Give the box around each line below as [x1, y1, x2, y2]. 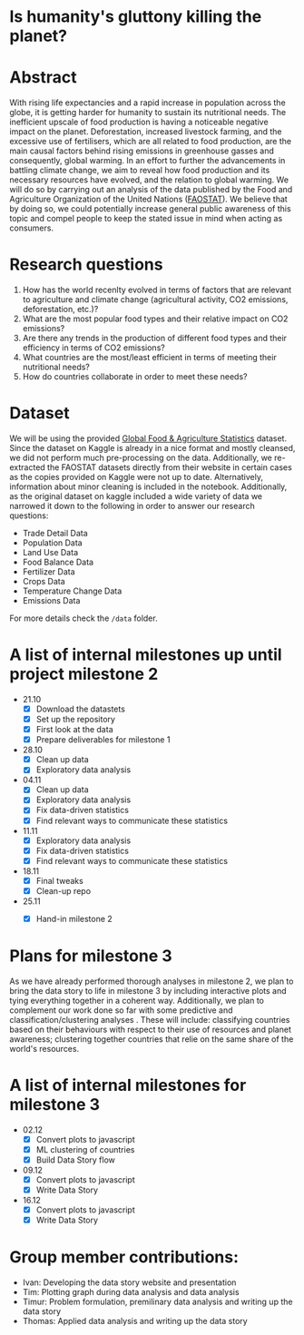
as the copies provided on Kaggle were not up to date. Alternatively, [9, 472, 263, 482]
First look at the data [35, 724, 113, 735]
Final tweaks [35, 875, 83, 886]
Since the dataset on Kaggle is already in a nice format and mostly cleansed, [9, 443, 296, 453]
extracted [9, 462, 45, 473]
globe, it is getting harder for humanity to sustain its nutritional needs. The [9, 107, 287, 118]
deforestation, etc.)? [22, 304, 99, 315]
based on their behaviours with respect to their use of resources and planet [9, 1024, 292, 1035]
